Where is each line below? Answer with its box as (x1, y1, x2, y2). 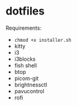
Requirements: (5, 24, 42, 31)
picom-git (14, 75, 39, 82)
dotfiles (5, 4, 45, 18)
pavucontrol (14, 87, 45, 94)
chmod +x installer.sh (14, 37, 72, 43)
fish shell (14, 62, 37, 69)
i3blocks (14, 55, 36, 62)
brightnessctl (14, 81, 48, 88)
